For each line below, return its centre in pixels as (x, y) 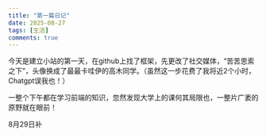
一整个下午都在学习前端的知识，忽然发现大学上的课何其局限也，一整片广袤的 (133, 98)
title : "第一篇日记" (39, 15)
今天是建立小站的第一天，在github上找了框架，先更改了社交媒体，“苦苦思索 (131, 61)
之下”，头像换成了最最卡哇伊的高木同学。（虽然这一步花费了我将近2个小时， (132, 71)
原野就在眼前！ (33, 108)
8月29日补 (25, 124)
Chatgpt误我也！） (39, 81)
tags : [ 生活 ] (29, 30)
